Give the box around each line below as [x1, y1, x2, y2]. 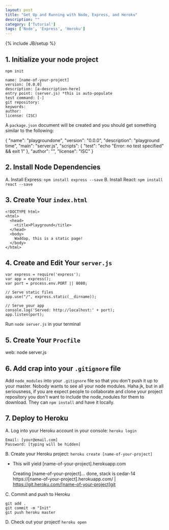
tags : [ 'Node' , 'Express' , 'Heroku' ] [5, 26, 86, 32]
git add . [5, 501, 26, 506]
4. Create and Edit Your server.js [5, 258, 112, 267]
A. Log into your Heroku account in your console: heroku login [5, 427, 137, 433]
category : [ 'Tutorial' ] [5, 21, 56, 27]
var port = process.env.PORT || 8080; [5, 281, 88, 286]
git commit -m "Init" [5, 505, 51, 511]
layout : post [5, 7, 33, 13]
